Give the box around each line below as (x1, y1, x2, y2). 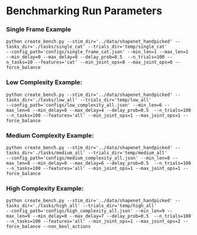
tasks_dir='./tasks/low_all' (6, 96, 78, 103)
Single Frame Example (6, 25, 71, 34)
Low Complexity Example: (6, 78, 83, 86)
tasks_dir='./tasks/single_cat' (6, 44, 86, 50)
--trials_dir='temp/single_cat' (87, 44, 168, 50)
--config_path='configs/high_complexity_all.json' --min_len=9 (6, 208, 165, 214)
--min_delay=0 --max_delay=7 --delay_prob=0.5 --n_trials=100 (32, 213, 192, 220)
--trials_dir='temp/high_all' (82, 203, 157, 209)
